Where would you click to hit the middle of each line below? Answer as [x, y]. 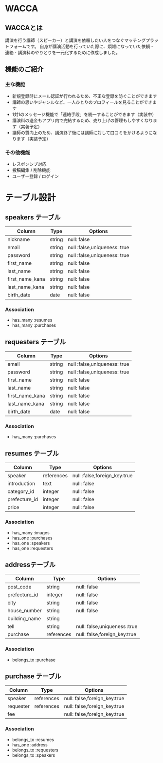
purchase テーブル [33, 676]
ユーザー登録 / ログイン [36, 176]
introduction [21, 484]
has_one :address [30, 744]
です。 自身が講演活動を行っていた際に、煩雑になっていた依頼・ [90, 46]
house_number [25, 611]
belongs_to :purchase [34, 660]
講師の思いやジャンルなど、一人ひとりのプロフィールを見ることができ [82, 102]
